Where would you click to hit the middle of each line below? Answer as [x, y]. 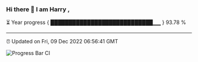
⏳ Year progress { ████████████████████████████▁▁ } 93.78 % [96, 22]
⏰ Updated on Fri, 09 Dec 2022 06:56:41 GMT [62, 42]
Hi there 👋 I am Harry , [38, 9]
